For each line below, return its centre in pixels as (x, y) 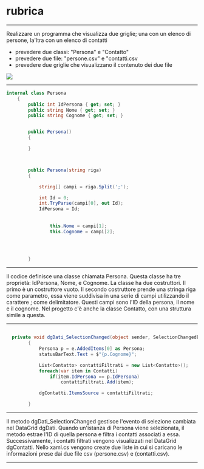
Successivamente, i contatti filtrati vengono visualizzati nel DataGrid (91, 441)
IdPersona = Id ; (59, 209)
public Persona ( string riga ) (65, 170)
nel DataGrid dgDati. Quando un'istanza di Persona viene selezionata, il (95, 428)
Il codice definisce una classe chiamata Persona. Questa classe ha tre (93, 276)
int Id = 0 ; (54, 198)
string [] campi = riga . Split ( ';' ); (84, 187)
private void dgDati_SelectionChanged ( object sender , (81, 337)
